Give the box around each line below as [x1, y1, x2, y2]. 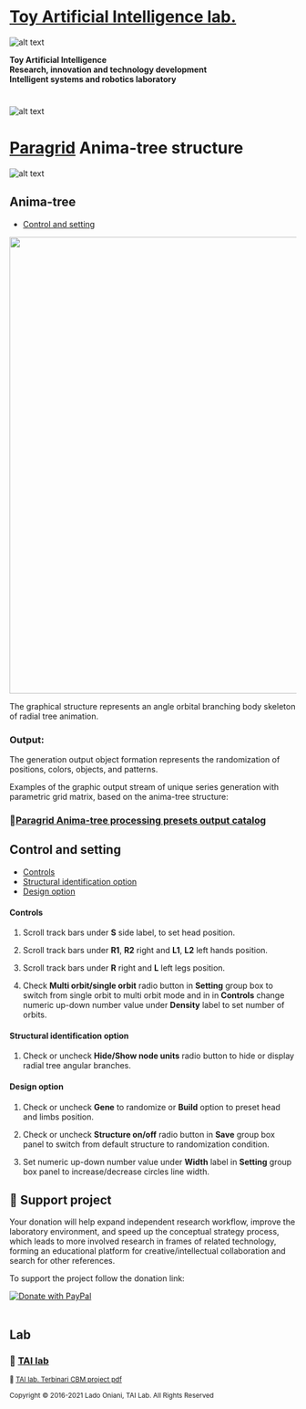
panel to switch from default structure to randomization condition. [22, 1139, 270, 1150]
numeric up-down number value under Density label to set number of [22, 1000, 285, 1011]
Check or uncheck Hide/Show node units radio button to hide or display [22, 1050, 294, 1061]
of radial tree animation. [9, 710, 98, 721]
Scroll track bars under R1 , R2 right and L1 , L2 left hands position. [22, 945, 269, 956]
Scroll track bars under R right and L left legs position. [22, 962, 226, 973]
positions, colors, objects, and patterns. [9, 764, 158, 775]
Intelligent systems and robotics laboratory [9, 73, 177, 84]
